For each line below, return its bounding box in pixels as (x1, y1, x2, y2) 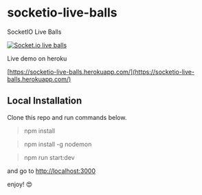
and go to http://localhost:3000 (7, 167, 96, 175)
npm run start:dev (23, 153, 75, 161)
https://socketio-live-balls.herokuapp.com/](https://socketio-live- (9, 68, 194, 76)
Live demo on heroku (7, 54, 67, 63)
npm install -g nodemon (23, 140, 92, 148)
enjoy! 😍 (7, 180, 33, 188)
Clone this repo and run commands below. (7, 113, 127, 121)
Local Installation (7, 95, 82, 107)
